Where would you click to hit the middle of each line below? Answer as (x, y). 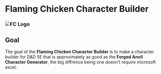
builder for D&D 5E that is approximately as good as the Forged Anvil (74, 56)
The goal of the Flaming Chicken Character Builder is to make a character (80, 52)
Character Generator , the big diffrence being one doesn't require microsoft (80, 62)
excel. (11, 67)
